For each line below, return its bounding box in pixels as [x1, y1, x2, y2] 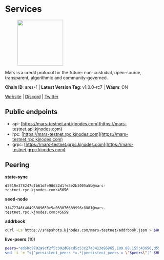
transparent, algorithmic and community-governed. [5, 75, 108, 80]
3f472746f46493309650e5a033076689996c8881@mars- [5, 205, 106, 210]
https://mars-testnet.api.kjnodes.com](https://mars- [22, 120, 127, 126]
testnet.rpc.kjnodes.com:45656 [5, 187, 69, 192]
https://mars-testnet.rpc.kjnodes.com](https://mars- [22, 131, 128, 137]
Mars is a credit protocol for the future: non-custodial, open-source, [5, 69, 142, 75]
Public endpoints [5, 108, 58, 116]
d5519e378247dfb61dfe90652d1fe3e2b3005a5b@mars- [5, 183, 106, 188]
